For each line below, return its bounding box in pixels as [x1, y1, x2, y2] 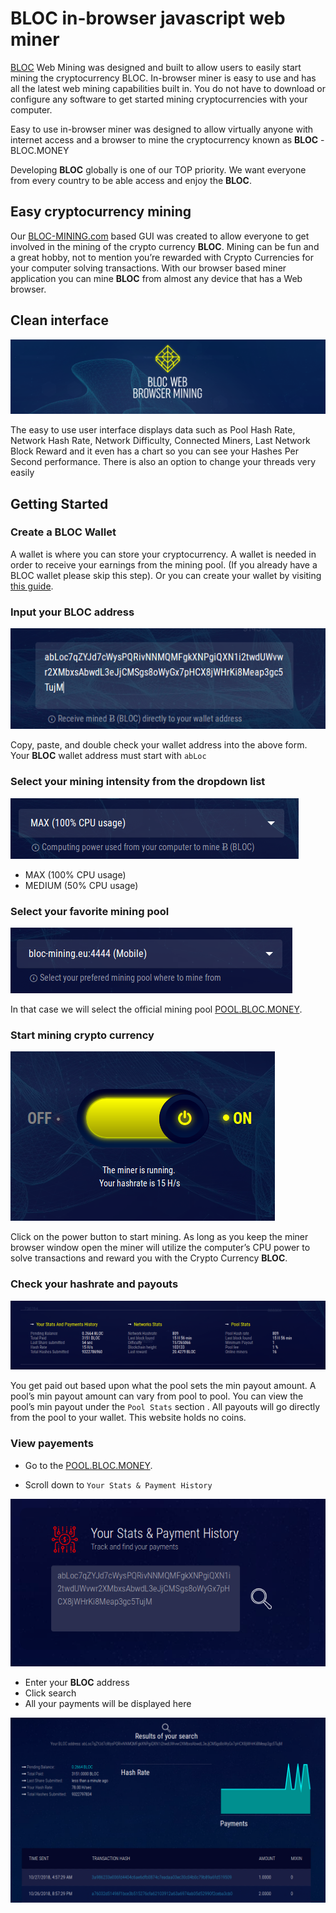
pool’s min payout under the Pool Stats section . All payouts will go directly [10, 1401, 321, 1413]
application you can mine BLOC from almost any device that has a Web [10, 272, 303, 284]
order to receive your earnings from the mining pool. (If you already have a [10, 558, 318, 571]
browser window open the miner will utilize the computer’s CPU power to [10, 1242, 311, 1254]
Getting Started [10, 495, 109, 512]
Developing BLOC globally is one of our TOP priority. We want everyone [10, 163, 307, 176]
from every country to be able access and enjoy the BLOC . [10, 174, 253, 186]
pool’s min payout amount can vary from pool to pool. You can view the [10, 1390, 304, 1402]
